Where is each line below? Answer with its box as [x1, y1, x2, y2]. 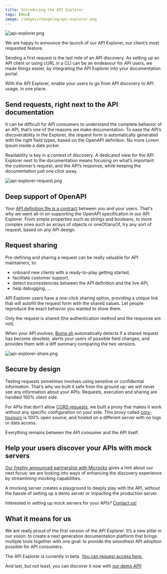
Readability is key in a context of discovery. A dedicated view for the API [5, 152, 154, 158]
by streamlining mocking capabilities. [5, 475, 82, 482]
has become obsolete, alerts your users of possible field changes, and [5, 335, 150, 341]
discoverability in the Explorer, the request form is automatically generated [5, 132, 159, 138]
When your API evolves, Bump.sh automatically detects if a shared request [5, 330, 159, 336]
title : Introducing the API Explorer [5, 7, 84, 12]
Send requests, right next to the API [5, 100, 118, 109]
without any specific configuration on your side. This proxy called [5, 409, 140, 415]
